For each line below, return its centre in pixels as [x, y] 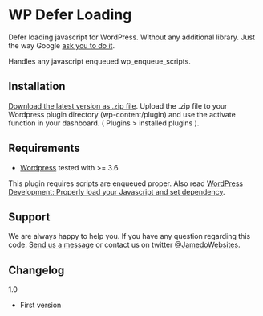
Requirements [44, 148]
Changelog [36, 270]
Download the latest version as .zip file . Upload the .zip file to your [118, 105]
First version [40, 305]
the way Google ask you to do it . [61, 45]
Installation [37, 86]
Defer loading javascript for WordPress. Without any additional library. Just [131, 37]
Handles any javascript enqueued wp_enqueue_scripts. [99, 61]
